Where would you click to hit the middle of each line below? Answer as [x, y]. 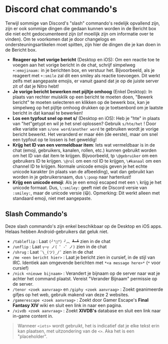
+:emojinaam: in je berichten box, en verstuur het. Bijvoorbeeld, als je [83, 70]
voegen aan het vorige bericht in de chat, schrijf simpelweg [74, 65]
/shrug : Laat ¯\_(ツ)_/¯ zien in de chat [53, 252]
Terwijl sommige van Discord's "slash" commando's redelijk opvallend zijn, [82, 23]
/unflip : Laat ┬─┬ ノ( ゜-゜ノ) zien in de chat [59, 247]
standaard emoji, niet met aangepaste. [52, 198]
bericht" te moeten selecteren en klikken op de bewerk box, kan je [81, 102]
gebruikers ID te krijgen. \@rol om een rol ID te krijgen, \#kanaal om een [87, 161]
